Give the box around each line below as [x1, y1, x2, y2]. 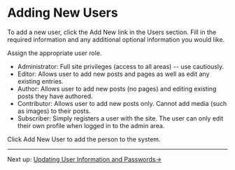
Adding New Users [7, 5, 118, 21]
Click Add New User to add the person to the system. [7, 134, 161, 144]
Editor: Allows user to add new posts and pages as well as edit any [17, 70, 210, 78]
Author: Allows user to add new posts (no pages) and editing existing [17, 84, 217, 93]
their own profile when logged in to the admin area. [17, 121, 165, 130]
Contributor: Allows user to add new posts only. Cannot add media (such [17, 99, 227, 107]
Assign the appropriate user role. [7, 49, 102, 57]
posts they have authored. [17, 92, 93, 100]
